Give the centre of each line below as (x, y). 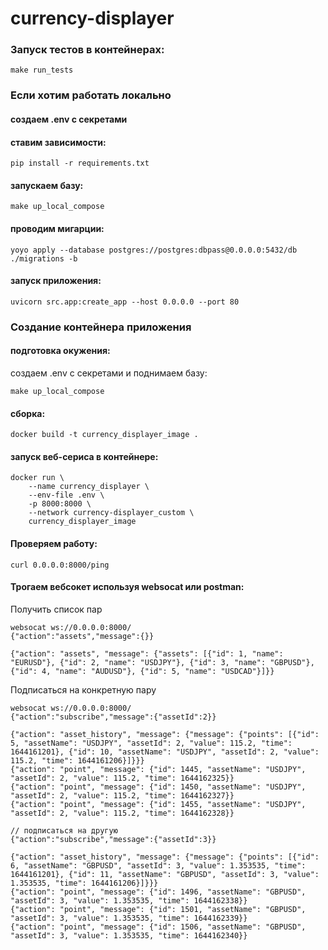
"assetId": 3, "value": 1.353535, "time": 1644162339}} (129, 918)
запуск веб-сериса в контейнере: (84, 456)
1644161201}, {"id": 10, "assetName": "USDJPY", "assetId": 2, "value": (165, 752)
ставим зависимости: (58, 142)
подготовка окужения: (60, 351)
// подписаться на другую (64, 830)
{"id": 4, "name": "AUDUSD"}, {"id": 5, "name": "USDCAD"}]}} (142, 671)
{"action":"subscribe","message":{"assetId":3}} (113, 839)
